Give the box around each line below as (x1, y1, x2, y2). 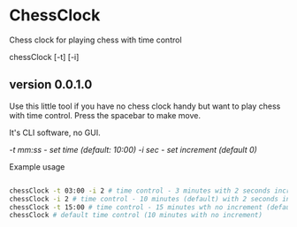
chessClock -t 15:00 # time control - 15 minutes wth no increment (9, 202, 263, 212)
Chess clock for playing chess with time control (9, 34, 183, 45)
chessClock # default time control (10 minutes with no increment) (9, 211, 263, 220)
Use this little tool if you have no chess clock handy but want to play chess (9, 101, 281, 111)
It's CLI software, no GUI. (9, 127, 101, 138)
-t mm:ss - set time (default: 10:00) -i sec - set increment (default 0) (9, 144, 258, 155)
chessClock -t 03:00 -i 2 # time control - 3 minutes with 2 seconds (9, 186, 271, 195)
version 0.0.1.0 (9, 77, 93, 93)
